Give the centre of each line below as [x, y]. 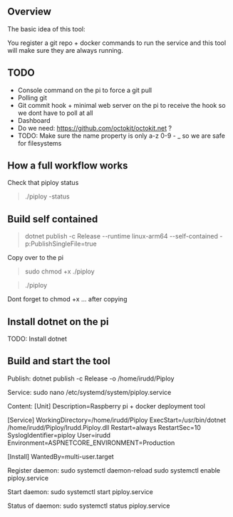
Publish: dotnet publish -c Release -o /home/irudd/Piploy [91, 378]
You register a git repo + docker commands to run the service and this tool [117, 43]
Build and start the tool [59, 361]
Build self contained [53, 219]
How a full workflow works [68, 166]
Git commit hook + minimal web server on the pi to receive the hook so [121, 105]
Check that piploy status [43, 183]
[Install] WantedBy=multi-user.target [61, 456]
